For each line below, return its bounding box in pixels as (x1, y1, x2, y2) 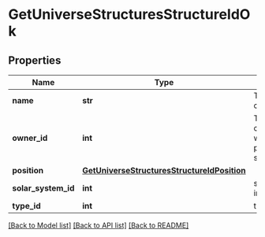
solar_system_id (12, 183, 75, 194)
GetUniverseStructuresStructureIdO (8, 6, 251, 24)
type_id (12, 201, 41, 211)
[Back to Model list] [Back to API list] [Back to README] (8, 220, 189, 230)
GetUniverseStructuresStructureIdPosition (82, 165, 246, 176)
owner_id (12, 132, 48, 143)
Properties (8, 54, 62, 67)
